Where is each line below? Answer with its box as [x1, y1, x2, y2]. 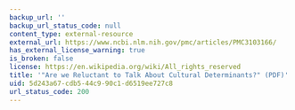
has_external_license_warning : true [9, 46, 145, 55]
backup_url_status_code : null [9, 21, 122, 30]
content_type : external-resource [9, 29, 134, 38]
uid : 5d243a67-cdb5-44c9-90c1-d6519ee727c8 [9, 79, 174, 88]
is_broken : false [9, 54, 74, 63]
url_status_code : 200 [9, 87, 90, 96]
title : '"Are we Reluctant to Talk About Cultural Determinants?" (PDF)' [9, 71, 290, 80]
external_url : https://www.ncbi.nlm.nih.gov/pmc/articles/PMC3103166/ [9, 37, 277, 47]
